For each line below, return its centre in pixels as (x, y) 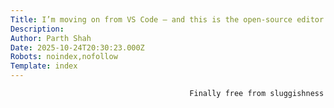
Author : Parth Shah (51, 38)
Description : (37, 29)
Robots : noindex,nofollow (64, 57)
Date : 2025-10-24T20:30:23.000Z (77, 47)
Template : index (44, 66)
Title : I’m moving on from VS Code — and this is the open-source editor (167, 19)
